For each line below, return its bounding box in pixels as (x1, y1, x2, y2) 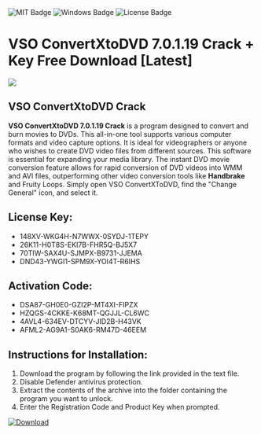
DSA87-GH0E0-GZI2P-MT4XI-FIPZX (19, 300, 139, 310)
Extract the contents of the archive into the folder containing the (19, 385, 228, 395)
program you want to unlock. (19, 394, 113, 403)
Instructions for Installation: (8, 348, 148, 361)
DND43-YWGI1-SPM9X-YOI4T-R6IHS (19, 256, 141, 266)
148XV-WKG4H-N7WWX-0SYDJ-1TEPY (19, 231, 149, 241)
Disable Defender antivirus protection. (19, 377, 143, 387)
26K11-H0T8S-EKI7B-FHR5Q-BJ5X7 (19, 240, 138, 249)
